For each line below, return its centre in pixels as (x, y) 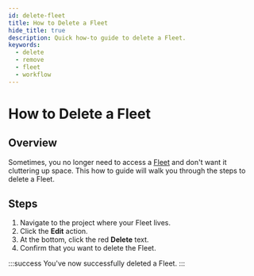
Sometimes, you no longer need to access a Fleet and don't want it (117, 162)
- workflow (33, 75)
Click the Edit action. (54, 232)
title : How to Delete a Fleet (58, 23)
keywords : (25, 45)
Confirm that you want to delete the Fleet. (88, 248)
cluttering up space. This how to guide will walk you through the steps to (127, 171)
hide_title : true (37, 30)
